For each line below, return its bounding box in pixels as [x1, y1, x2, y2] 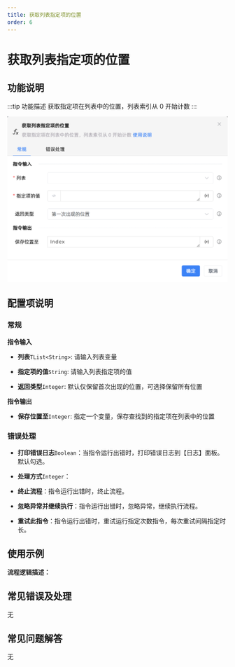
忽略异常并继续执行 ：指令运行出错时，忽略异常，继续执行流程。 [17, 502, 201, 510]
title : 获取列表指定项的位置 [7, 11, 82, 18]
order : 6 [7, 18, 33, 26]
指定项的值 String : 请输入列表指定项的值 [17, 367, 132, 376]
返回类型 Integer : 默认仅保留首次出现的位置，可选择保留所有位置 [17, 382, 203, 390]
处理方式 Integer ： [17, 472, 71, 480]
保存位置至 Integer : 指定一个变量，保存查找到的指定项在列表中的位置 [17, 412, 215, 420]
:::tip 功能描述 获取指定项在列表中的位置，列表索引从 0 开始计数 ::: [7, 102, 197, 110]
